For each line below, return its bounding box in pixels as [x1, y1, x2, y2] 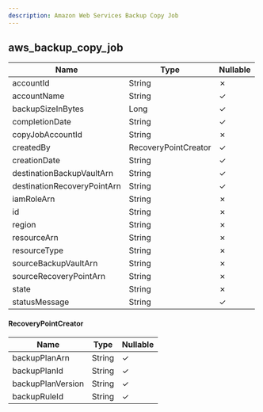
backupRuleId [12, 391, 64, 402]
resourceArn [12, 232, 59, 243]
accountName [12, 90, 65, 101]
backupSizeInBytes [12, 104, 85, 115]
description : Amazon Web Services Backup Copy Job [8, 11, 179, 20]
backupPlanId [12, 365, 63, 376]
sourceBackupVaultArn [12, 258, 98, 269]
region [12, 219, 36, 231]
